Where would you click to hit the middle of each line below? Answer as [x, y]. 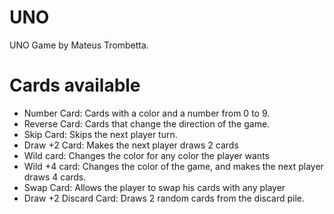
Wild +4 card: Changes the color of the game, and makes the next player [173, 166]
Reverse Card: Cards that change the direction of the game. [147, 123]
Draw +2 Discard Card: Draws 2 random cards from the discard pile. [164, 198]
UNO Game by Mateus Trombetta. [79, 45]
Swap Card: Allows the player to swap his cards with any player [154, 187]
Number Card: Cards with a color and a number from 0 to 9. [147, 113]
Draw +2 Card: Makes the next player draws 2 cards [131, 145]
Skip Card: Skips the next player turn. [100, 134]
